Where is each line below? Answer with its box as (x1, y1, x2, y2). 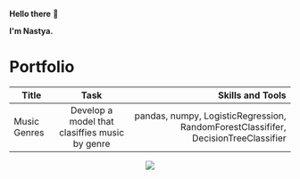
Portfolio (9, 57, 75, 77)
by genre (72, 137, 111, 150)
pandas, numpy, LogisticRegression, (134, 110, 287, 122)
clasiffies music (59, 126, 125, 138)
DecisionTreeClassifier (191, 132, 287, 144)
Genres (13, 126, 45, 138)
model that (69, 115, 114, 127)
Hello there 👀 (9, 9, 59, 19)
